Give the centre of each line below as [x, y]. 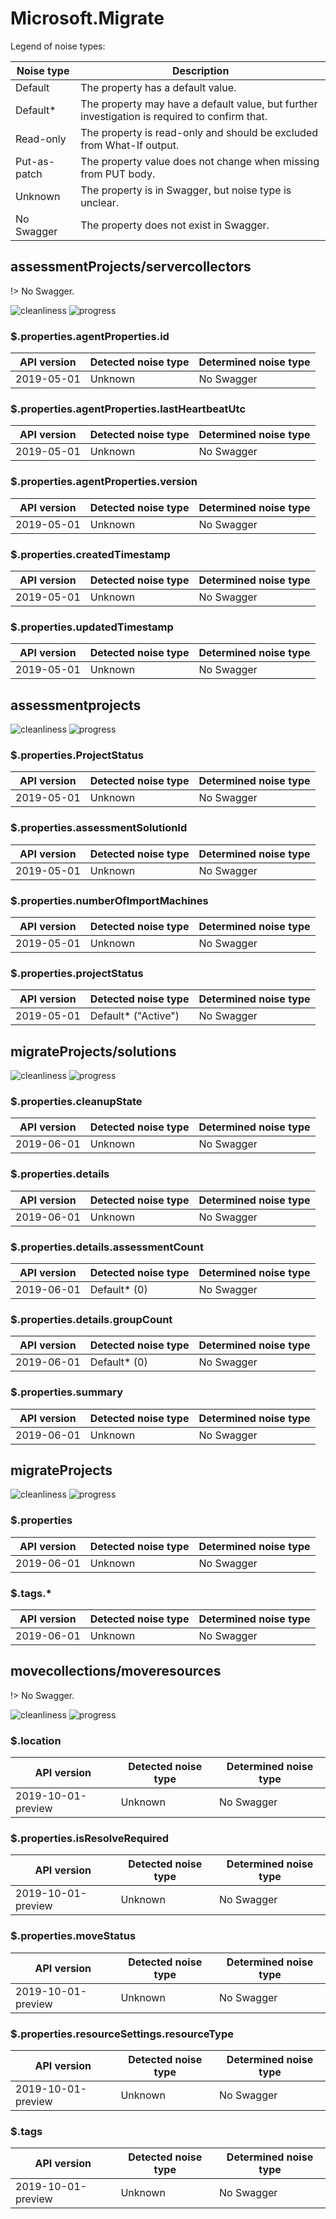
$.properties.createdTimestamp [90, 554]
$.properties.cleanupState [76, 1101]
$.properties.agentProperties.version [104, 482]
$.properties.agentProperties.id [90, 336]
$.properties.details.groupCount [91, 1319]
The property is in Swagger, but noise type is [186, 190]
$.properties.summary [67, 1392]
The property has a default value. [158, 87]
